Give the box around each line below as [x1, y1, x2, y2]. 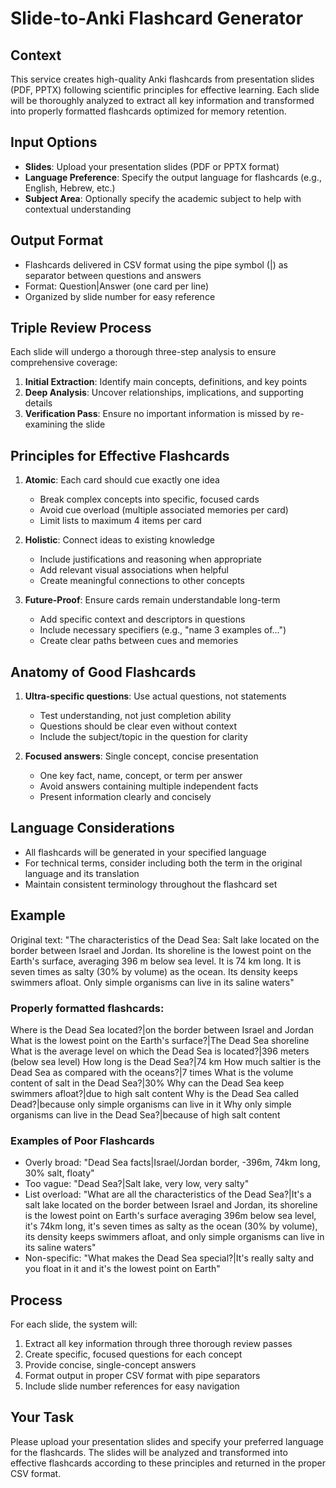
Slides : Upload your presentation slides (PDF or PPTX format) [24, 160, 280, 172]
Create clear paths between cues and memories [39, 635, 239, 647]
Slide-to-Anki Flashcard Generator [10, 7, 304, 30]
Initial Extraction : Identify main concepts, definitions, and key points [24, 376, 308, 388]
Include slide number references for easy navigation [24, 1380, 240, 1392]
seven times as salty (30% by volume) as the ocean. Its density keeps [10, 965, 298, 977]
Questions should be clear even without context [39, 720, 237, 732]
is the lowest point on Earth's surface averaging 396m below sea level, [24, 1210, 317, 1222]
